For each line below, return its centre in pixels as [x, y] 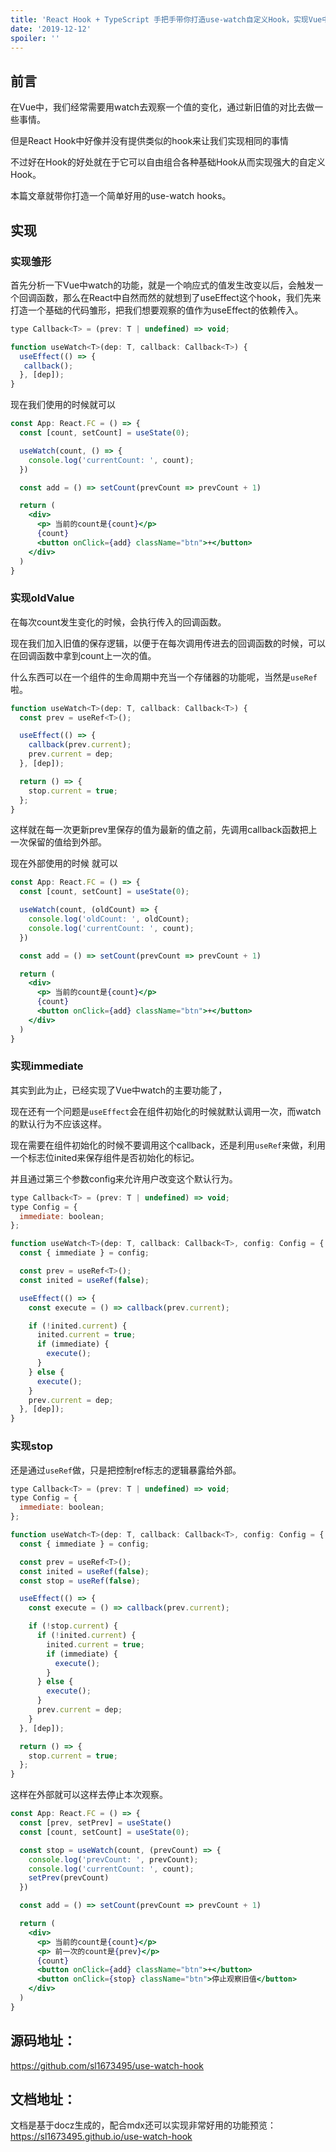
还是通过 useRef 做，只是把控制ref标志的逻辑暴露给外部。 [126, 1470]
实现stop [32, 1446]
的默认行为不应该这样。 [58, 1123]
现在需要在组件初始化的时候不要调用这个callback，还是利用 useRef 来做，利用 [168, 1145]
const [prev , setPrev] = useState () [95, 1823]
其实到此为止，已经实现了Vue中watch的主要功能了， [119, 1090]
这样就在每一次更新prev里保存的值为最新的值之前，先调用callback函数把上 [164, 830]
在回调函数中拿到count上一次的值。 [83, 655]
